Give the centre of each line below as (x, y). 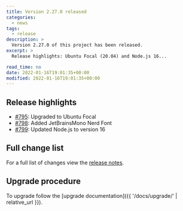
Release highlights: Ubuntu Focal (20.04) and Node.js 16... (89, 56)
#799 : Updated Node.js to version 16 (60, 130)
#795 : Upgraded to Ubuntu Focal (55, 117)
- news (20, 23)
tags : (13, 28)
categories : (21, 17)
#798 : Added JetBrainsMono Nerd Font (63, 123)
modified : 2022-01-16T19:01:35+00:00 (53, 78)
